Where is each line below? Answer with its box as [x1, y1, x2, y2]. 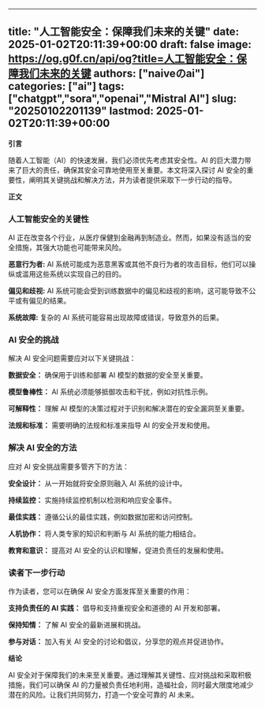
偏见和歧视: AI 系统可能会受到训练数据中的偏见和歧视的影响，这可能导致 [8, 286, 242, 296]
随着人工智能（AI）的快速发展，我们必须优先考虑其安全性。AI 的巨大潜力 [8, 155, 244, 165]
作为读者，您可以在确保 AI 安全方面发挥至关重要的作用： [8, 586, 192, 596]
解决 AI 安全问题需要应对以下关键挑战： [8, 354, 136, 363]
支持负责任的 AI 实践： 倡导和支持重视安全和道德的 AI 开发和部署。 [8, 604, 225, 612]
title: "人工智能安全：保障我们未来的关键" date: [8, 25, 239, 39]
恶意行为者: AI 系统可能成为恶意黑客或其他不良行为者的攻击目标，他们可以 [8, 259, 249, 269]
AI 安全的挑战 [8, 334, 59, 345]
